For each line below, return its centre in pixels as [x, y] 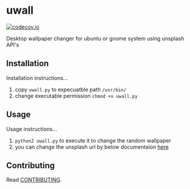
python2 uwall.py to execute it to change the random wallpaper [93, 140]
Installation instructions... [37, 78]
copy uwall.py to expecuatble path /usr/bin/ [71, 89]
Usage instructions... [32, 129]
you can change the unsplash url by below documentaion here [92, 147]
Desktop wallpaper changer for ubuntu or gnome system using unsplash [95, 38]
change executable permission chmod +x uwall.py [76, 95]
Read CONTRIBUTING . [34, 180]
